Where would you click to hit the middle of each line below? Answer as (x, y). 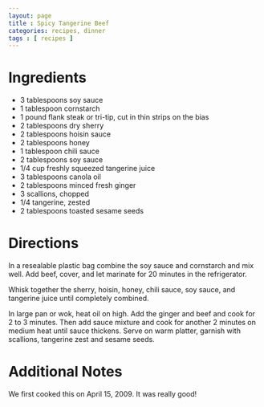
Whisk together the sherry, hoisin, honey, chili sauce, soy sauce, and (122, 290)
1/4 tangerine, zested (55, 202)
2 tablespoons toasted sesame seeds (82, 211)
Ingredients (47, 78)
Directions (43, 244)
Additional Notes (65, 372)
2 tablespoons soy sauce (61, 160)
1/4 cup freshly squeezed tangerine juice (87, 169)
